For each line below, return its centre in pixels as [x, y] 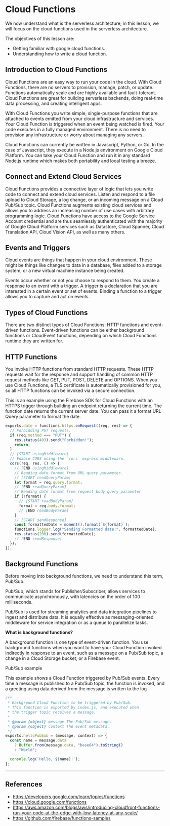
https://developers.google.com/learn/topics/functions [69, 797]
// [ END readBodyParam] [44, 510]
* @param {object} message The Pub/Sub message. [60, 722]
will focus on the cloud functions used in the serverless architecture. [77, 28]
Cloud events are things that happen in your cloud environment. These [79, 260]
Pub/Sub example [24, 668]
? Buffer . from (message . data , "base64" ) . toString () [69, 745]
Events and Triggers [38, 247]
